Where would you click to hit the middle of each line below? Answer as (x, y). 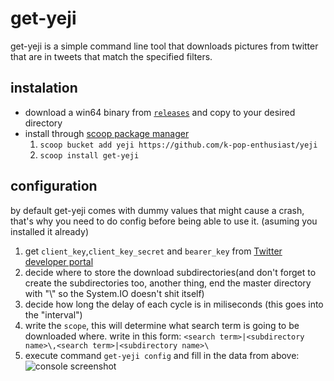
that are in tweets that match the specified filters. (111, 56)
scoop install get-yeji (89, 155)
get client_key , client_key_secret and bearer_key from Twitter (153, 251)
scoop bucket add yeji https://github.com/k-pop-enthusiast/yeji (178, 145)
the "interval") (53, 314)
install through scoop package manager (107, 133)
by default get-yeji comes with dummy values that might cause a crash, (157, 210)
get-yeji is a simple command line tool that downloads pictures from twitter (164, 46)
